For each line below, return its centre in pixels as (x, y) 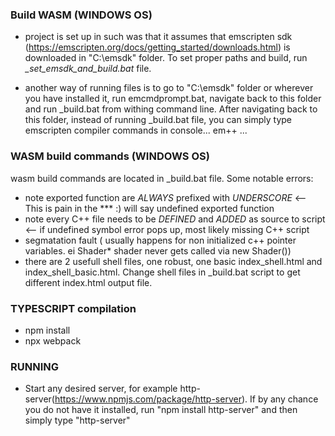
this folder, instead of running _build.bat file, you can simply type (158, 120)
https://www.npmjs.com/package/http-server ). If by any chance (186, 399)
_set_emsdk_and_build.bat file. (88, 69)
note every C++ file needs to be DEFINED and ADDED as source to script (175, 219)
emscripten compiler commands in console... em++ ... (136, 130)
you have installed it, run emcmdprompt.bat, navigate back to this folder (173, 99)
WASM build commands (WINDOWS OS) (110, 156)
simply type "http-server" (77, 420)
